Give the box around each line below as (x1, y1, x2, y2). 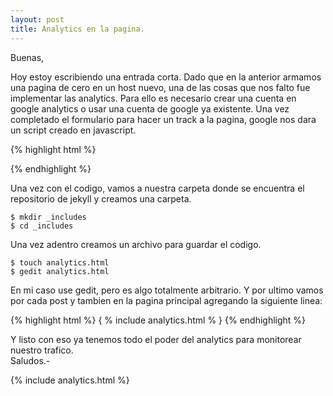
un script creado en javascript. (10, 124, 137, 136)
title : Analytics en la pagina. (10, 24, 145, 34)
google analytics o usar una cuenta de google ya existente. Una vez (10, 102, 290, 115)
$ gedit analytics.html (10, 266, 110, 276)
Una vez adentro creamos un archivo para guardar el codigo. (10, 238, 262, 250)
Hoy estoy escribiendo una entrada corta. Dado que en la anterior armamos (10, 71, 322, 83)
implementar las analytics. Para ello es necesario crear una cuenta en (10, 92, 297, 104)
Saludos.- (10, 354, 51, 366)
